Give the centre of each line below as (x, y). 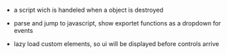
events (23, 31)
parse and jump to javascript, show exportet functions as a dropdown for (117, 23)
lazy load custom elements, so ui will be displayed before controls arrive (116, 44)
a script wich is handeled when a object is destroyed (88, 10)
